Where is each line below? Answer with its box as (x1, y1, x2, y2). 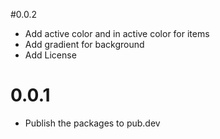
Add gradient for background (24, 39, 145, 50)
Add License (24, 49, 77, 61)
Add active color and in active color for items (24, 28, 210, 39)
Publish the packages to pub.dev (24, 117, 161, 129)
